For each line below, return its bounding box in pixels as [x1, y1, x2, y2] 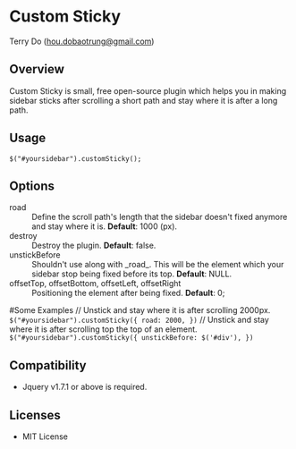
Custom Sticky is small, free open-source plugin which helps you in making [9, 85, 287, 96]
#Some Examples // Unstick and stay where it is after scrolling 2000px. [9, 305, 271, 316]
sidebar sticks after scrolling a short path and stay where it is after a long [9, 95, 278, 106]
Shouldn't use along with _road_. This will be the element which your [31, 259, 284, 270]
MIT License [21, 431, 69, 442]
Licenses [9, 407, 61, 422]
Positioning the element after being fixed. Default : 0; [31, 288, 225, 299]
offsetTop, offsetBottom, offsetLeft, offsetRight [9, 278, 182, 289]
